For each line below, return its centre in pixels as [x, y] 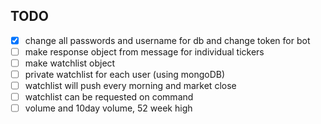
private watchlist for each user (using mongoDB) [125, 74]
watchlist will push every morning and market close [130, 86]
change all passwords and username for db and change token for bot [167, 40]
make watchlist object [70, 63]
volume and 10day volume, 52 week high [108, 108]
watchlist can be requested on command [109, 97]
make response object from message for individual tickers [144, 51]
